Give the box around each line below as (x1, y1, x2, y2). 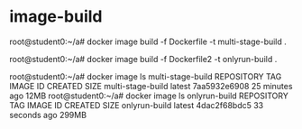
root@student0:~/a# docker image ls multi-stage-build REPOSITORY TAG (9, 70, 282, 82)
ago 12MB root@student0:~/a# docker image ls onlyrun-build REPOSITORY (9, 90, 288, 101)
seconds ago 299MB (9, 109, 87, 120)
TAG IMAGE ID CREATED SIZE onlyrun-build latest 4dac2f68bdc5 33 (9, 99, 264, 110)
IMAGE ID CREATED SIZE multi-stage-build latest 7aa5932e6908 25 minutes (9, 80, 293, 91)
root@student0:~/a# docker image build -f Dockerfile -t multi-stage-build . (9, 36, 287, 47)
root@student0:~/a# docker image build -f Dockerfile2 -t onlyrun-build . (9, 53, 278, 64)
